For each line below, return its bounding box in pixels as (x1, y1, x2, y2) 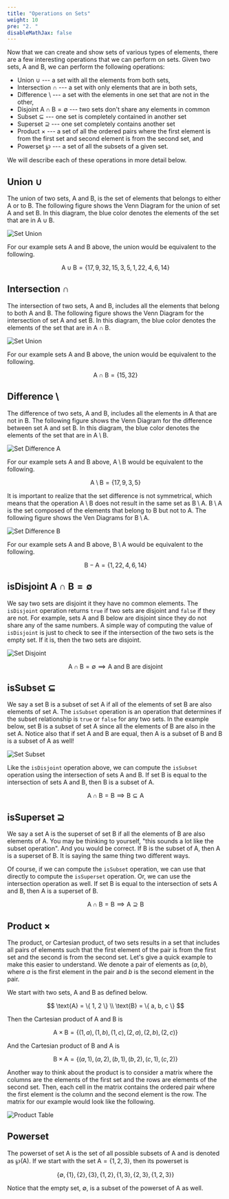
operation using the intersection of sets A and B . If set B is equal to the (7, 771, 208, 779)
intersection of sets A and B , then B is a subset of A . (7, 778, 155, 786)
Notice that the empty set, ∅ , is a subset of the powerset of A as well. (7, 1184, 204, 1192)
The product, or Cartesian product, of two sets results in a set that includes (7, 938, 220, 947)
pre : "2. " (7, 23, 39, 30)
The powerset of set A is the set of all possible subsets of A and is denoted (7, 1149, 220, 1157)
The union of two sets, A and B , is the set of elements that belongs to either (7, 194, 221, 203)
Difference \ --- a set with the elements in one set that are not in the (17, 91, 210, 99)
